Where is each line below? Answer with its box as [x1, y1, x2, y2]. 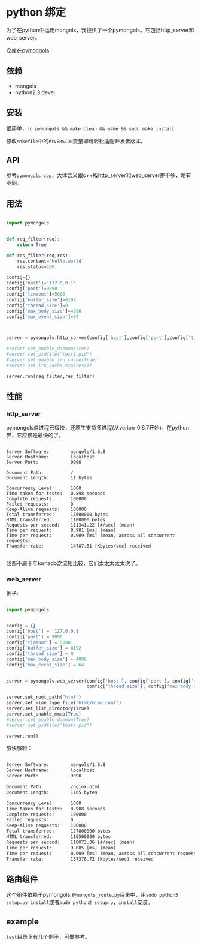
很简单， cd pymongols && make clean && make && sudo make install [6, 124, 175, 132]
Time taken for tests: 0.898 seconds [6, 491, 106, 497]
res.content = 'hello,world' [17, 258, 84, 264]
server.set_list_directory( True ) [6, 705, 90, 711]
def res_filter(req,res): [6, 253, 71, 259]
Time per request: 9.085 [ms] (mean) [6, 845, 117, 851]
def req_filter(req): [6, 236, 60, 242]
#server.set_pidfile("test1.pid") [6, 352, 93, 358]
